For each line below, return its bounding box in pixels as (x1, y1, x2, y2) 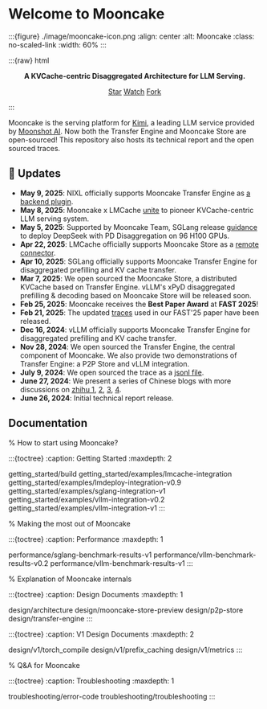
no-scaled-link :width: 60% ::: (8, 39, 107, 49)
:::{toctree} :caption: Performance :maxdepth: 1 (8, 534, 164, 543)
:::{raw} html (8, 55, 50, 65)
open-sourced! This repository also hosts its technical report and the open (8, 134, 254, 145)
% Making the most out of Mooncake (8, 518, 131, 528)
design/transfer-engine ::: (8, 613, 93, 623)
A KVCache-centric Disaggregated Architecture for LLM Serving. (23, 71, 246, 80)
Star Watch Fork (107, 86, 162, 96)
